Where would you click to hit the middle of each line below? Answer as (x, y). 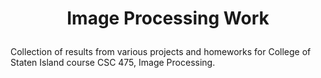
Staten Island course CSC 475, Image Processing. (113, 63)
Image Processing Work (168, 18)
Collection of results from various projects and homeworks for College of (161, 52)
